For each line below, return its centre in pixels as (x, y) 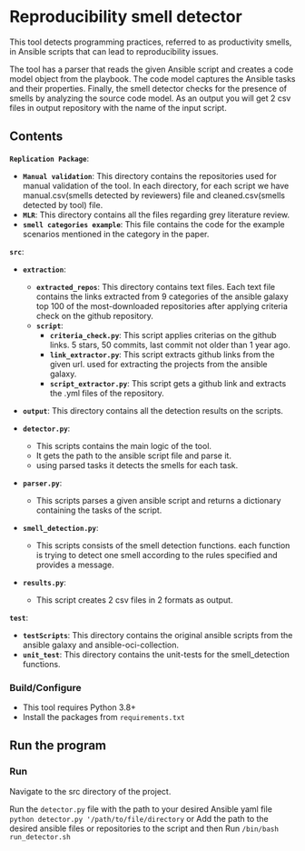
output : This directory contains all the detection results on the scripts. (153, 410)
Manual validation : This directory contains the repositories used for (149, 175)
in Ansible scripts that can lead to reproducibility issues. (114, 51)
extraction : (44, 269)
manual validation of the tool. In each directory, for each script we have (156, 185)
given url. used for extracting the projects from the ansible (158, 364)
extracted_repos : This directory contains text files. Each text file (155, 286)
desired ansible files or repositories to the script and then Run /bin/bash (144, 828)
